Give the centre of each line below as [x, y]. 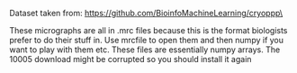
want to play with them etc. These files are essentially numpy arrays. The [145, 50]
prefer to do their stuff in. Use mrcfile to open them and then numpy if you [147, 40]
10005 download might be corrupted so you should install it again [130, 59]
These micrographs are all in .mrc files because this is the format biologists [148, 30]
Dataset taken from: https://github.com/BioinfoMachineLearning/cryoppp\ [146, 13]
